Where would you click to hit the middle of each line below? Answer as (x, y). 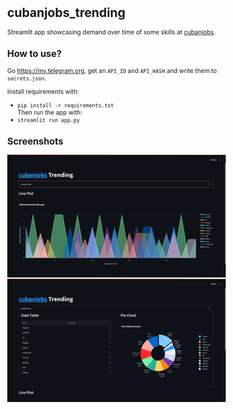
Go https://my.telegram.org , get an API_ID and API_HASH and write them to (112, 70)
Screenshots (35, 141)
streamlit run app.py (48, 120)
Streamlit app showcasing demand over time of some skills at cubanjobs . (112, 32)
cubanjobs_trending (67, 13)
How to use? (35, 54)
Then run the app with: (50, 112)
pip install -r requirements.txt (66, 106)
